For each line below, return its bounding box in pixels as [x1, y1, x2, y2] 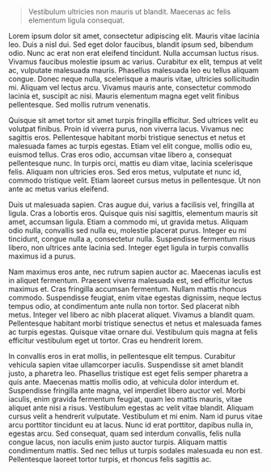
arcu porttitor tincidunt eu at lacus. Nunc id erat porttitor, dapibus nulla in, [8, 420, 253, 429]
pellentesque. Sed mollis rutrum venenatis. [8, 100, 151, 109]
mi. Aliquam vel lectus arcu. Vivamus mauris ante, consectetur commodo [8, 82, 252, 92]
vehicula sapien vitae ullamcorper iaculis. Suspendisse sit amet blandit [8, 360, 244, 369]
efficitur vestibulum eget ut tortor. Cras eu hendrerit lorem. [8, 335, 204, 345]
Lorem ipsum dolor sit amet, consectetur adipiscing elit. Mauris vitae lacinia [8, 32, 260, 40]
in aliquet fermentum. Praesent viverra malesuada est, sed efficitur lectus [8, 276, 253, 285]
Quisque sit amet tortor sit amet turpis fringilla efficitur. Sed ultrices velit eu [8, 116, 259, 124]
